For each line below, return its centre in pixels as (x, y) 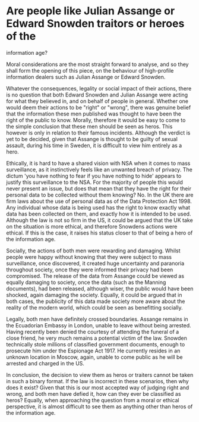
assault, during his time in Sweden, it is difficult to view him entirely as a (94, 145)
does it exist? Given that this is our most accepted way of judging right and (98, 387)
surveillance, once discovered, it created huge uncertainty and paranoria (95, 263)
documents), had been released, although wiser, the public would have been (100, 288)
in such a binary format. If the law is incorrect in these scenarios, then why (97, 381)
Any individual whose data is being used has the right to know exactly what (98, 207)
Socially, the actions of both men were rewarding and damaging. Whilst (93, 251)
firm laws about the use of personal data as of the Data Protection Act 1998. (99, 201)
